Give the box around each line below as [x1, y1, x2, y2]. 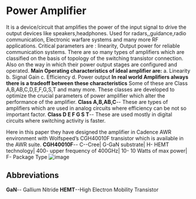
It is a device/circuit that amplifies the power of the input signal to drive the [6, 23, 187, 31]
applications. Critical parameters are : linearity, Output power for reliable [6, 42, 180, 49]
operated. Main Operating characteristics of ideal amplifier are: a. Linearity [6, 67, 191, 74]
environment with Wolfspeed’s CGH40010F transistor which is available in [6, 134, 184, 141]
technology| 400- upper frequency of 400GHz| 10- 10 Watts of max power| [6, 147, 188, 154]
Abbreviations [6, 170, 59, 180]
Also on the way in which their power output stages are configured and [6, 60, 177, 68]
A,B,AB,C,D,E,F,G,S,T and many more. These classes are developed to [6, 86, 175, 93]
